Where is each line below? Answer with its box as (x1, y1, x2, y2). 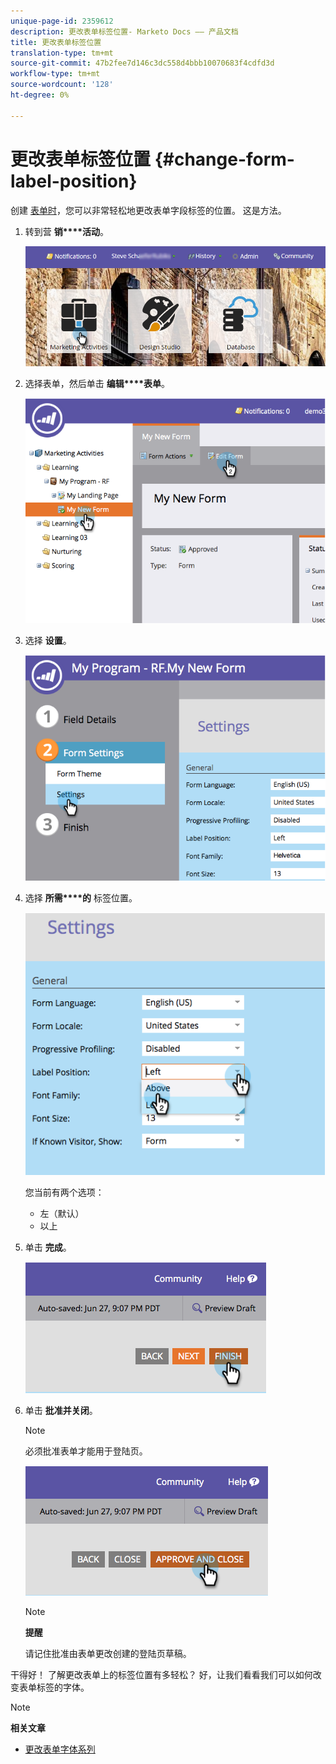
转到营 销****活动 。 (24, 225, 110, 237)
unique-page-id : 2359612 (10, 16, 114, 26)
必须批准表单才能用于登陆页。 (24, 1445, 148, 1457)
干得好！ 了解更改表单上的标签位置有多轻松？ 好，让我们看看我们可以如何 (10, 1668, 313, 1680)
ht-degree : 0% (10, 90, 70, 100)
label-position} (10, 170, 138, 192)
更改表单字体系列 (24, 1743, 96, 1755)
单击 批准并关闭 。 (24, 1404, 98, 1416)
